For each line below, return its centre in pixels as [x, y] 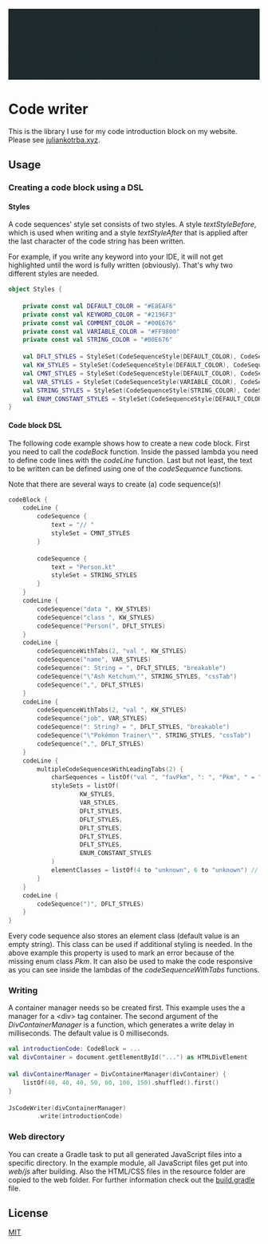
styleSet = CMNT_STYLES [90, 533]
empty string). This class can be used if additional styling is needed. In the [130, 945]
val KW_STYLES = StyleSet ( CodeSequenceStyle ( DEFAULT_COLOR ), [126, 365]
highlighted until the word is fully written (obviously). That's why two [121, 265]
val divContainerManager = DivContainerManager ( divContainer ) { [117, 1075]
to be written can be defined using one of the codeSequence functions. [126, 469]
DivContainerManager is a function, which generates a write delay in [121, 1025]
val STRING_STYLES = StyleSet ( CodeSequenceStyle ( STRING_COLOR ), [132, 390]
